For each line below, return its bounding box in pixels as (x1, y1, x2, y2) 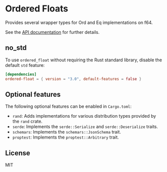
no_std (5, 43, 27, 52)
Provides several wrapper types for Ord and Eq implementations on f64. (5, 19, 153, 25)
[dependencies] (5, 72, 37, 77)
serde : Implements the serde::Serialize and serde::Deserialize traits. (12, 124, 159, 130)
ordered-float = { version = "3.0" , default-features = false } (5, 76, 142, 81)
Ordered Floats (5, 3, 68, 14)
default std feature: (5, 62, 45, 68)
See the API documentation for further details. (5, 29, 100, 35)
